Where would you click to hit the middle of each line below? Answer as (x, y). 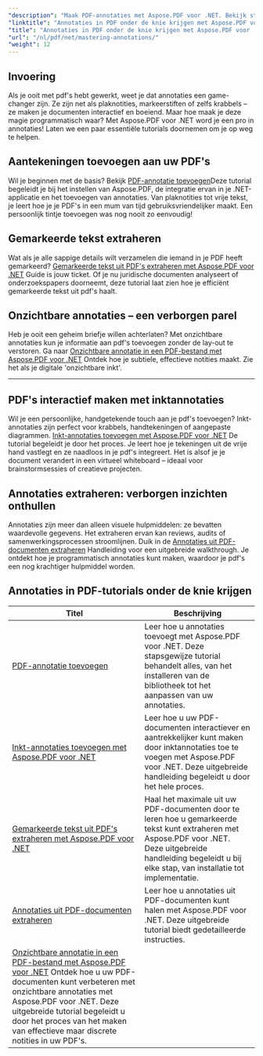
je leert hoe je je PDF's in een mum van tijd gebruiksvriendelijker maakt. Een (130, 206)
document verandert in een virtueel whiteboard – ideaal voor (106, 461)
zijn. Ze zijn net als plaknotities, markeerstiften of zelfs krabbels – (142, 104)
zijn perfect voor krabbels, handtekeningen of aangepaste (137, 427)
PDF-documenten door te (192, 809)
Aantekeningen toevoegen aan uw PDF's (109, 162)
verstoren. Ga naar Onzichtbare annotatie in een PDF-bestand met (115, 351)
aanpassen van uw (179, 695)
